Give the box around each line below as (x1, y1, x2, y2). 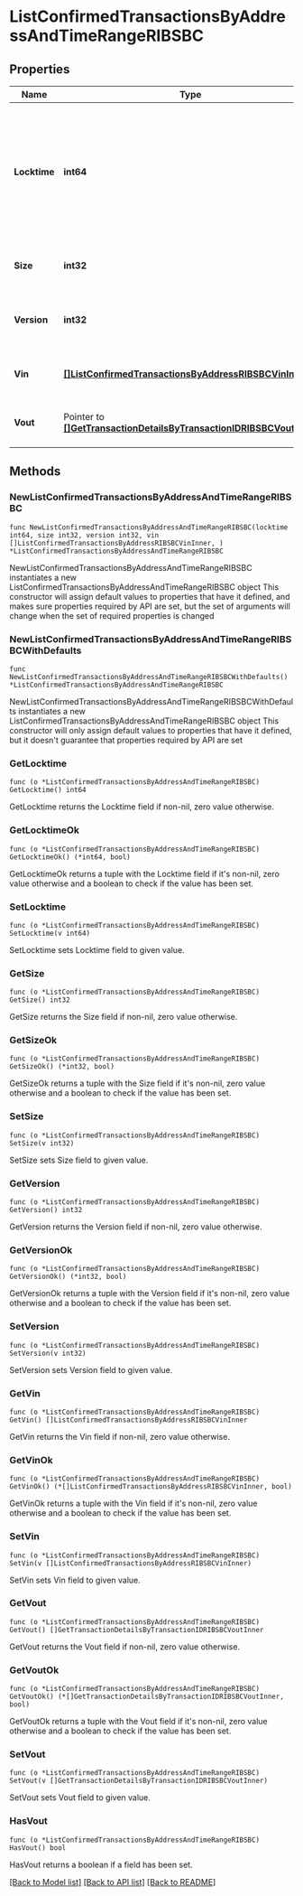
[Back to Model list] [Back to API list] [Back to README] (9, 1876, 216, 1887)
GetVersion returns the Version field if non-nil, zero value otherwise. (9, 1221, 262, 1232)
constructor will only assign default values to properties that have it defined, (9, 724, 292, 735)
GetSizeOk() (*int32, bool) (9, 1062, 115, 1071)
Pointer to (62, 411, 106, 423)
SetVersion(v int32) (9, 1349, 87, 1358)
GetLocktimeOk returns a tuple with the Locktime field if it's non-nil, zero (9, 868, 280, 879)
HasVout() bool (9, 1843, 67, 1853)
